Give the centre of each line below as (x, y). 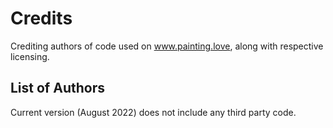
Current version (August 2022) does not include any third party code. (153, 112)
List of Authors (57, 88)
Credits (41, 18)
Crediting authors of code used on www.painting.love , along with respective (167, 46)
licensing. (30, 56)
